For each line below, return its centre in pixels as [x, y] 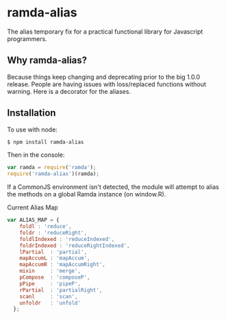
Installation [32, 113]
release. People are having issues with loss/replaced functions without [107, 84]
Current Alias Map [33, 207]
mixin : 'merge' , [50, 271]
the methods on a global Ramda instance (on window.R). [87, 194]
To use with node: [33, 129]
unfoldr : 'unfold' [50, 303]
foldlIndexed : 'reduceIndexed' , [67, 239]
